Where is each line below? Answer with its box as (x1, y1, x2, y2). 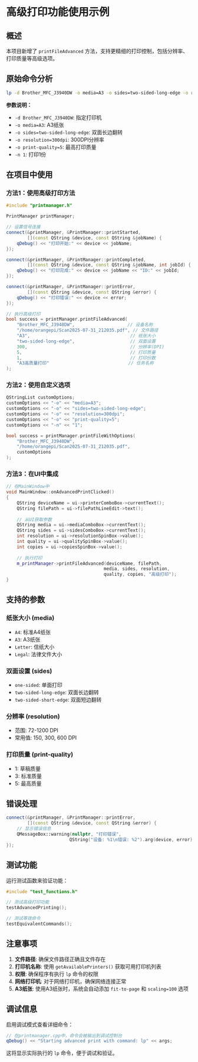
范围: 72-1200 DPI (14, 727, 59, 734)
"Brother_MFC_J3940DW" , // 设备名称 (16, 322, 153, 328)
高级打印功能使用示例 (6, 5, 110, 19)
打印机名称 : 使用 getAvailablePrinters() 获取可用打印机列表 (14, 963, 162, 970)
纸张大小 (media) (6, 614, 55, 622)
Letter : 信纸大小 (14, 643, 55, 650)
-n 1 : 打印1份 (14, 151, 47, 158)
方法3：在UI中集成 (6, 470, 59, 478)
